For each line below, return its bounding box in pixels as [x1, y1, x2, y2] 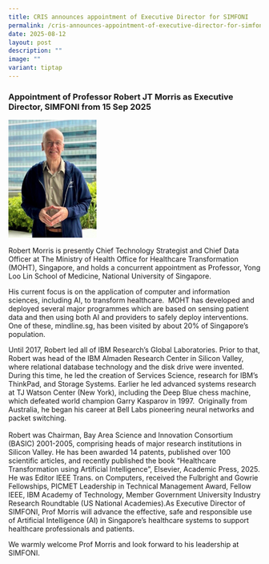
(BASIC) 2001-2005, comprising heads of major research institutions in [8, 439, 242, 448]
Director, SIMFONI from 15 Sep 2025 [8, 101, 152, 112]
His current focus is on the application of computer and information [8, 287, 231, 297]
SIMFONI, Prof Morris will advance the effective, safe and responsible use [8, 507, 252, 517]
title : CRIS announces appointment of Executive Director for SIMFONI [8, 13, 249, 21]
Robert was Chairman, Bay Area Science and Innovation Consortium [8, 430, 234, 440]
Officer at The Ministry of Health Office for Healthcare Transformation [8, 254, 239, 264]
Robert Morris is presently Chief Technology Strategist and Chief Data [8, 245, 239, 256]
